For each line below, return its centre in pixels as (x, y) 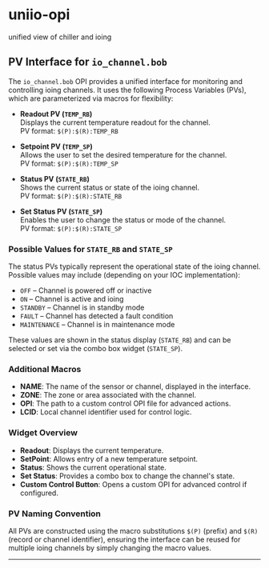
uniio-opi (39, 15)
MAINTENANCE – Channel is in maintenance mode (97, 325)
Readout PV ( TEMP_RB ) (56, 114)
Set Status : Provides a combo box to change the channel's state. (127, 476)
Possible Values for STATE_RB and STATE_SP (91, 249)
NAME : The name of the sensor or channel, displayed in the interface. (135, 386)
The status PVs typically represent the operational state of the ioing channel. (134, 266)
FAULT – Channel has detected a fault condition (96, 316)
